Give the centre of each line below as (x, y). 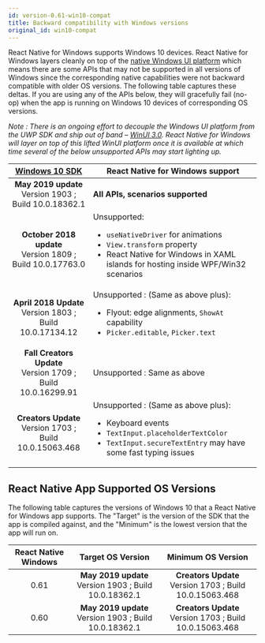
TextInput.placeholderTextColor (167, 434)
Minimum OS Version (207, 557)
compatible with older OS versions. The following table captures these (122, 86)
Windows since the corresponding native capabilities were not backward (126, 78)
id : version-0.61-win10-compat (60, 15)
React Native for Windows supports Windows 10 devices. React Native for (128, 53)
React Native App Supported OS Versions (112, 489)
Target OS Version (114, 557)
